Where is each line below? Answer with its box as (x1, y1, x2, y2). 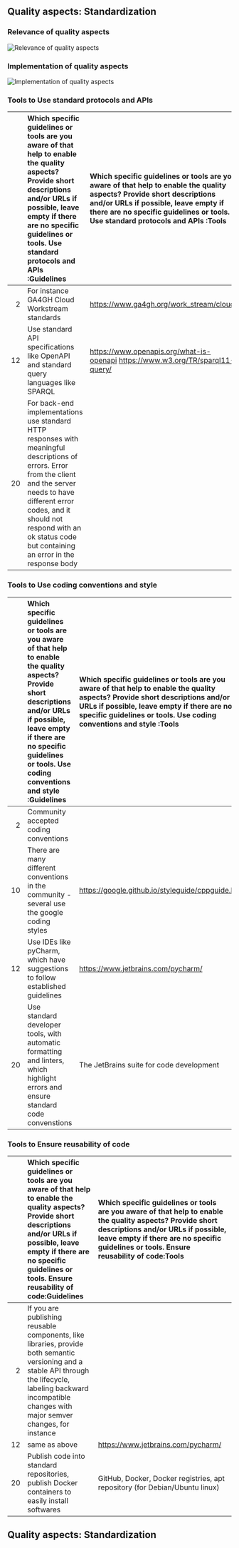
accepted (27, 816, 59, 826)
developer (27, 1020, 62, 1030)
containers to (27, 1487, 72, 1497)
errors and (27, 1082, 63, 1092)
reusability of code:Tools (97, 1251, 184, 1261)
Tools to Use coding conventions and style (7, 580, 158, 590)
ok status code (27, 532, 77, 542)
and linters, (27, 1055, 65, 1065)
